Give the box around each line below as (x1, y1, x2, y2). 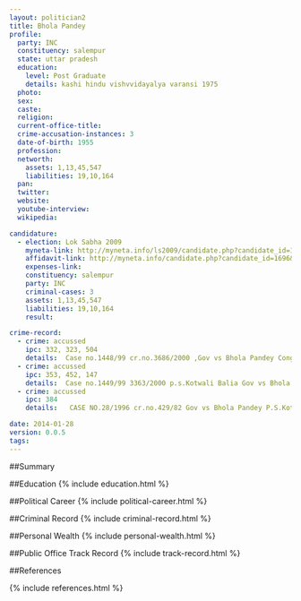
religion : (17, 113, 54, 122)
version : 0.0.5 (9, 428, 66, 437)
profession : (17, 146, 63, 155)
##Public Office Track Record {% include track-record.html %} (9, 547, 241, 558)
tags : (9, 436, 30, 445)
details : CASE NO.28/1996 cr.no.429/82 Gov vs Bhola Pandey (25, 404, 262, 413)
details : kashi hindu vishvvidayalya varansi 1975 (25, 80, 219, 89)
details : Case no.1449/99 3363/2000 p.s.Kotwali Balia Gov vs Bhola (25, 378, 291, 388)
